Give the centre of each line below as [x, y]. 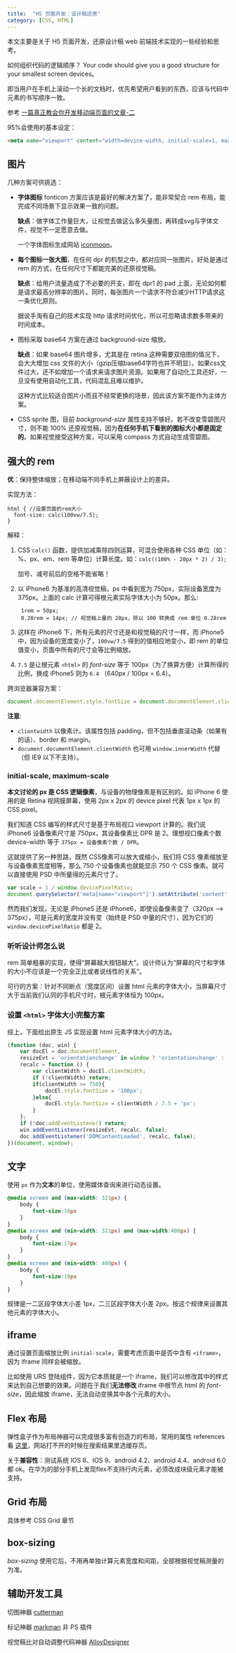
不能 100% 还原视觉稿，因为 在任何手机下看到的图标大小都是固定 [129, 428]
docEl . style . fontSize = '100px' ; [93, 1091]
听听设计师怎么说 [36, 946]
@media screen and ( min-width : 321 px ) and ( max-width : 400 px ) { [102, 1231]
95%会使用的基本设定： [42, 127]
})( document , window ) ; [40, 1143]
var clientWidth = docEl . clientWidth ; [89, 1072]
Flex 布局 [27, 1418]
